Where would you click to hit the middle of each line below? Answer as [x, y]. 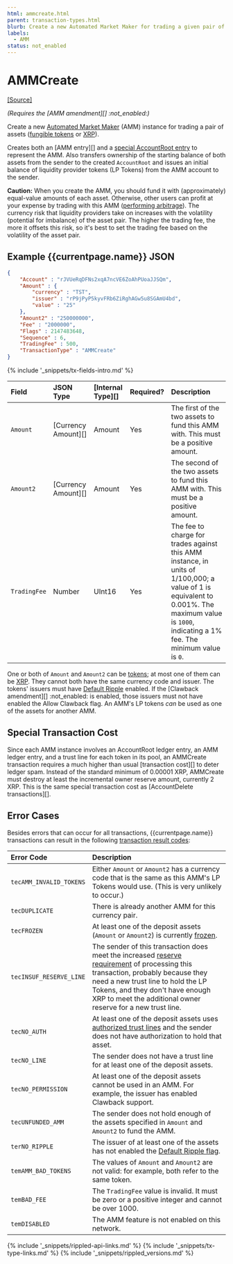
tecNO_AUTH [28, 1032]
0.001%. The [193, 605]
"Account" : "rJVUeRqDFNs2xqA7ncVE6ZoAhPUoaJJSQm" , [96, 279]
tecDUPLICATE [32, 910]
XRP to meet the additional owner [146, 998]
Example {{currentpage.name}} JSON [91, 257]
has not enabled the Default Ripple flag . [156, 1151]
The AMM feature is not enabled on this [156, 1219]
